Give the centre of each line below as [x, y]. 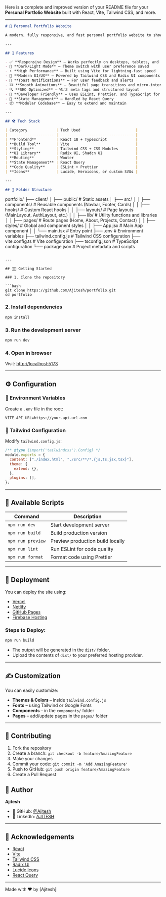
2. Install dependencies [34, 307]
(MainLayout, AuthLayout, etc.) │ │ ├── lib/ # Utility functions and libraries [81, 215]
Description [87, 516]
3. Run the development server [43, 330]
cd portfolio [19, 294]
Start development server [80, 525]
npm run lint [23, 549]
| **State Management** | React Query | [72, 163]
